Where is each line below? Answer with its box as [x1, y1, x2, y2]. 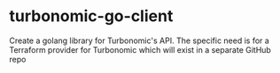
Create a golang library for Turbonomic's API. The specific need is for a [9, 35, 270, 46]
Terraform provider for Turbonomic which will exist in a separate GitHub [9, 44, 272, 55]
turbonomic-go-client [9, 6, 174, 26]
